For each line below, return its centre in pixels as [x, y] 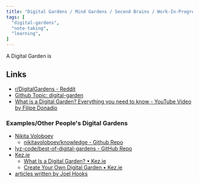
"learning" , [26, 34]
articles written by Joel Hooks [51, 174]
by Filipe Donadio [36, 108]
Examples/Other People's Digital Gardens [67, 123]
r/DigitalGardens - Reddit [45, 89]
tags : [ [16, 17]
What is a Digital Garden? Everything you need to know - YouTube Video [103, 101]
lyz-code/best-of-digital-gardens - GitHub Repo [73, 149]
